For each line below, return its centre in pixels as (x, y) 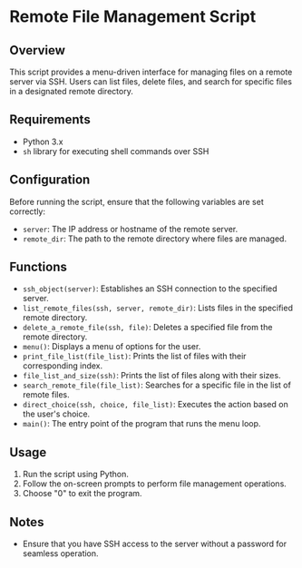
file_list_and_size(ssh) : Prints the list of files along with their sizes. (151, 376)
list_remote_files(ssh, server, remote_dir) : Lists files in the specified (157, 308)
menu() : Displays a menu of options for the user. (112, 347)
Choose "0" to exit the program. (82, 494)
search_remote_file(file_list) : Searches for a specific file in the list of (157, 385)
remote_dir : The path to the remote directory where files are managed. (155, 239)
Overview (38, 50)
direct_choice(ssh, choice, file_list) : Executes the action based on (155, 405)
